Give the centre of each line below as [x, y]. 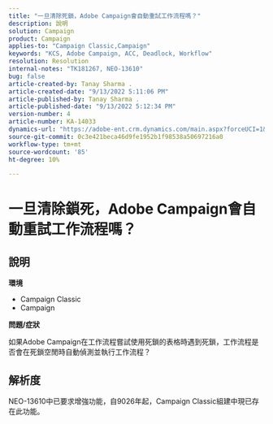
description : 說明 [38, 24]
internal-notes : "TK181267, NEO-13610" [76, 69]
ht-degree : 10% [34, 159]
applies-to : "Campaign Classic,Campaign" [80, 46]
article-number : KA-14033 [52, 122]
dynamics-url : [32, 129]
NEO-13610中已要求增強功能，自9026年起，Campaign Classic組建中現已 [130, 401]
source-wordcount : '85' [49, 152]
